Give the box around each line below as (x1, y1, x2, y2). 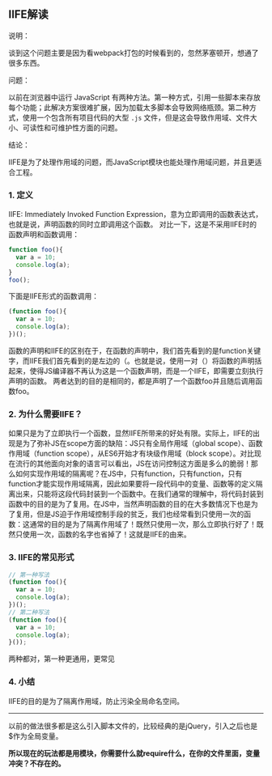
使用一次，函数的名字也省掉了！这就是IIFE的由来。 (22, 529, 192, 540)
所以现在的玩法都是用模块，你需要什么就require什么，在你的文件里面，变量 (8, 748, 261, 758)
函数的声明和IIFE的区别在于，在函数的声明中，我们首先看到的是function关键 (8, 346, 261, 355)
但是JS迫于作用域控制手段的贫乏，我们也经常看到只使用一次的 (36, 509, 244, 519)
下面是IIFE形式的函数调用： (8, 291, 100, 301)
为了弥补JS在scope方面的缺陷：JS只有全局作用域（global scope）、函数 (22, 439, 263, 448)
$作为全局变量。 (8, 731, 63, 740)
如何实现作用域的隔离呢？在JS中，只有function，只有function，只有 (15, 469, 243, 479)
